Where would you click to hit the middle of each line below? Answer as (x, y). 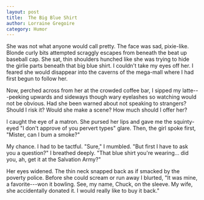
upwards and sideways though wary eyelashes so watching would (113, 97)
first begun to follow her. (37, 79)
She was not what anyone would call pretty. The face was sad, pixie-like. (98, 46)
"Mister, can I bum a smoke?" (43, 135)
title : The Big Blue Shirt (42, 18)
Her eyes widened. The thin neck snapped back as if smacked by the (93, 171)
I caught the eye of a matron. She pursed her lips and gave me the (89, 122)
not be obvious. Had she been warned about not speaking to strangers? (97, 104)
